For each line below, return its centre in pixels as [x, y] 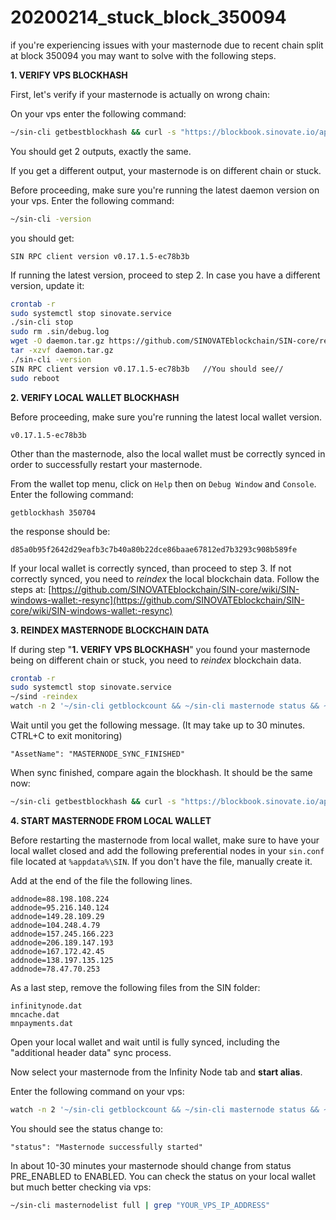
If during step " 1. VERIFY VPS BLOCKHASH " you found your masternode [160, 649]
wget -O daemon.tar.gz [57, 341]
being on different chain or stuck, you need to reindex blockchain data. [156, 660]
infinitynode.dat [46, 1006]
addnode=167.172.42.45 [57, 951]
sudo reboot [35, 378]
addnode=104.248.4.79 [55, 925]
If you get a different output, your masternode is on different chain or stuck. [166, 170]
